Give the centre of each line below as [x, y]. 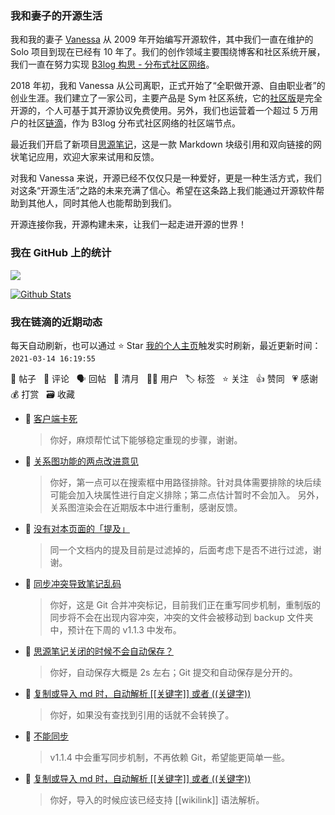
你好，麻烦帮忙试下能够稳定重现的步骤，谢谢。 [146, 439]
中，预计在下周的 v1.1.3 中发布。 [115, 629]
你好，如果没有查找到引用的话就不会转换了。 [142, 714]
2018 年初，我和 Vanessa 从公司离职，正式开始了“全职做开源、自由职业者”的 [168, 86]
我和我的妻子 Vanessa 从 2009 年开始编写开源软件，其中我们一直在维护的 [162, 39]
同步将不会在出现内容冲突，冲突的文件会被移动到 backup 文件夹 [181, 617]
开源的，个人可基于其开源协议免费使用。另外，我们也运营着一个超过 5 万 [160, 111]
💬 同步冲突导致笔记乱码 [73, 583]
